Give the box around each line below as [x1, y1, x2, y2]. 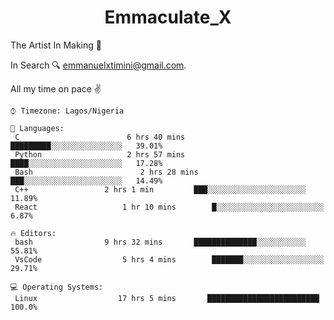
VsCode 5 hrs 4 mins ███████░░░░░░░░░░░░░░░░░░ [14, 254, 325, 265]
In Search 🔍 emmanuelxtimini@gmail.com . [10, 59, 187, 71]
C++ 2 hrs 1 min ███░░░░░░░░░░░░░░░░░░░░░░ [14, 184, 307, 195]
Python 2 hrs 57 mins [14, 149, 186, 160]
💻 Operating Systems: [10, 282, 104, 292]
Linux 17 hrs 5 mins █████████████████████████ [14, 293, 320, 303]
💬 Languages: [10, 123, 65, 133]
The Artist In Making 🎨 [10, 39, 102, 51]
